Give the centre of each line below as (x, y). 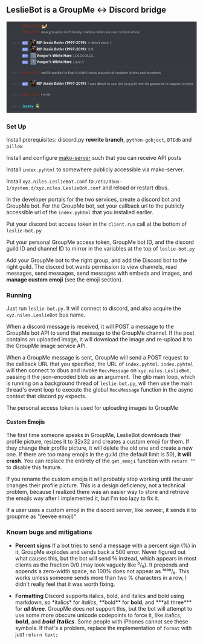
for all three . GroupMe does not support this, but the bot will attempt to (104, 608)
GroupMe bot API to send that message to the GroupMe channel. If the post (100, 333)
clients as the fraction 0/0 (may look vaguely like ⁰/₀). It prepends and (102, 565)
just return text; (37, 634)
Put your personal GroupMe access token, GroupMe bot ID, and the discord (100, 242)
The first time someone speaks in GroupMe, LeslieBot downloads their (94, 435)
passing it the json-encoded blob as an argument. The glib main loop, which (101, 377)
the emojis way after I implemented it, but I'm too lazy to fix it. (83, 498)
